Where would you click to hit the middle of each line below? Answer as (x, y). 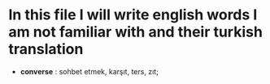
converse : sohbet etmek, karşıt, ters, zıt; (89, 71)
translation (46, 49)
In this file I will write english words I (133, 15)
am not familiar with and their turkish (135, 32)
